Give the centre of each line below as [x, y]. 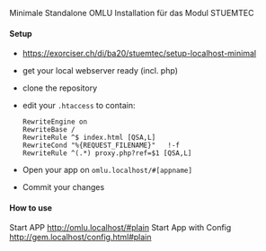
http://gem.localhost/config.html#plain [80, 238]
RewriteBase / [49, 130]
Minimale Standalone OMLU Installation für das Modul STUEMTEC [132, 13]
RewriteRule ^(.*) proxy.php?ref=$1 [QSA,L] [107, 153]
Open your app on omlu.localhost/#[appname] [107, 170]
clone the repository [60, 88]
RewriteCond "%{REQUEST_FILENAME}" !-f [101, 146]
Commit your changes [63, 187]
